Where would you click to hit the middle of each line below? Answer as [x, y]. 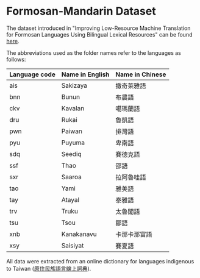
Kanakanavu [79, 234]
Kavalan [73, 108]
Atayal [70, 199]
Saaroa [72, 177]
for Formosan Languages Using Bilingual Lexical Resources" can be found [99, 34]
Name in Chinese [141, 74]
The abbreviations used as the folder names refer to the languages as [94, 52]
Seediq [71, 154]
